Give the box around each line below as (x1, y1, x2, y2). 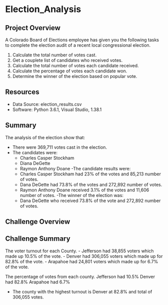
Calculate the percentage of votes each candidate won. (12, 68, 127, 74)
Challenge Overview (5, 218, 70, 226)
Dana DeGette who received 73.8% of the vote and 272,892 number (20, 197, 161, 204)
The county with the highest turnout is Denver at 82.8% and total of (12, 288, 152, 294)
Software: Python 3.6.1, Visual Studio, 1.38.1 (12, 107, 102, 113)
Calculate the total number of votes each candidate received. (12, 63, 139, 68)
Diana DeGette (20, 160, 51, 166)
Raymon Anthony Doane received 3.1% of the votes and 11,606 (20, 187, 149, 193)
